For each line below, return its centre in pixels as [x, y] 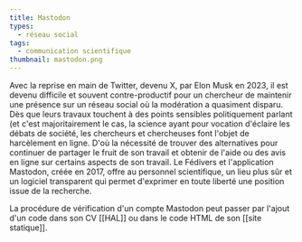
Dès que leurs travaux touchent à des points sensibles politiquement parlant [151, 114]
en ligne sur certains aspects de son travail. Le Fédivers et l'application [142, 162]
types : [22, 26]
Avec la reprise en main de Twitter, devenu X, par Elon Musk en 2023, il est [149, 85]
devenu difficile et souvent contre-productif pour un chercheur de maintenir [151, 95]
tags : [19, 43]
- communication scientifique [74, 51]
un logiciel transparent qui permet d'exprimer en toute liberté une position [147, 181]
